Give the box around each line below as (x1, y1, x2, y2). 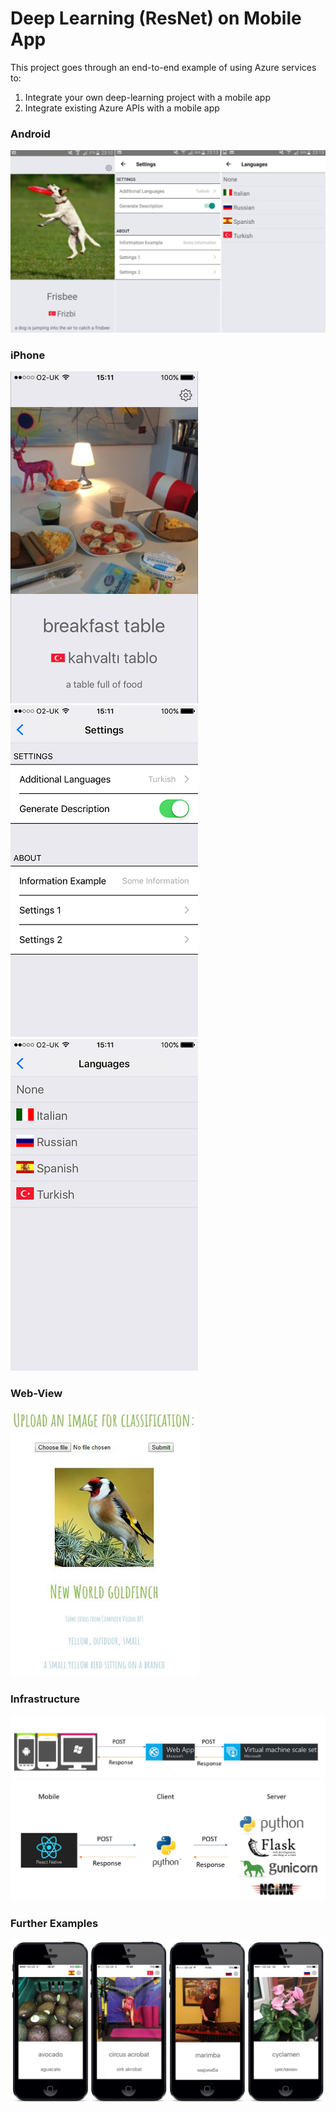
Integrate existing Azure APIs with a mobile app (24, 102, 220, 114)
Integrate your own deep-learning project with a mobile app (24, 91, 272, 103)
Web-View (10, 1387, 63, 1401)
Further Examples (10, 1916, 99, 1930)
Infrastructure (10, 1692, 81, 1706)
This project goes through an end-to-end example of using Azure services (10, 61, 317, 73)
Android (10, 127, 51, 141)
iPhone (10, 348, 46, 362)
